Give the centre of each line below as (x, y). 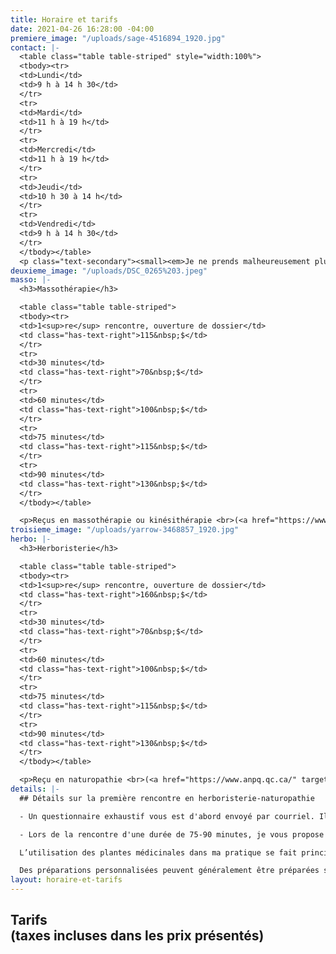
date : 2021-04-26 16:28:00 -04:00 (82, 29)
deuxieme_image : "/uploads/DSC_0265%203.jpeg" (109, 271)
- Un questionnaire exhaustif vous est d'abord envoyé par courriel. (167, 816)
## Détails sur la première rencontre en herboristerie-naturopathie (167, 798)
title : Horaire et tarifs (64, 19)
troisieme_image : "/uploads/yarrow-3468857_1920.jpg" (125, 530)
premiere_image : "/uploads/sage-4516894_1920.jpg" (118, 38)
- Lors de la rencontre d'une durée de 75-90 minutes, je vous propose (172, 834)
